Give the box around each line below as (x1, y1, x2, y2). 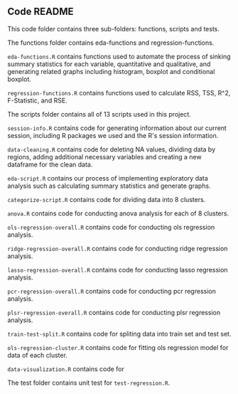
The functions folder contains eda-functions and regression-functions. (7, 38, 215, 47)
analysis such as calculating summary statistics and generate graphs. (7, 181, 211, 190)
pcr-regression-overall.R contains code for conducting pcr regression (7, 287, 217, 295)
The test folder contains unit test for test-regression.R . (7, 378, 171, 387)
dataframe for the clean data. (7, 160, 93, 169)
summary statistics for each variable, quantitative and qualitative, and (7, 60, 211, 68)
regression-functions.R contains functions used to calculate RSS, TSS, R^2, (7, 88, 231, 97)
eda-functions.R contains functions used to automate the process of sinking (7, 52, 231, 60)
